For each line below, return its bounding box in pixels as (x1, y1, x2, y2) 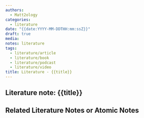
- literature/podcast (10, 60, 56, 65)
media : (5, 36, 19, 42)
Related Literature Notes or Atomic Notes (5, 106, 139, 114)
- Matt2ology (10, 12, 38, 17)
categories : (5, 17, 31, 22)
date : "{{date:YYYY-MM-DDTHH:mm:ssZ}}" (5, 27, 91, 32)
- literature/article (10, 50, 56, 55)
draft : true (5, 31, 31, 36)
